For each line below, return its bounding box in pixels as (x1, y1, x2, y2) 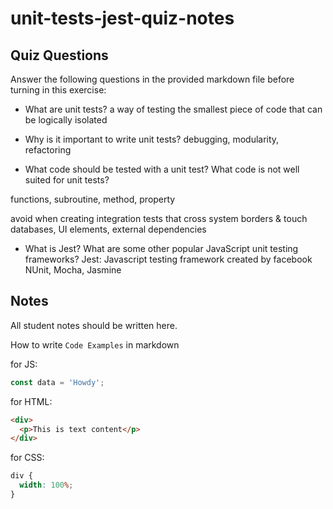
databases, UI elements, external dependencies (10, 223, 207, 235)
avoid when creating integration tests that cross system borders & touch (10, 213, 308, 224)
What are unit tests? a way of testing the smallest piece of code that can (24, 103, 323, 115)
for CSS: (10, 452, 45, 464)
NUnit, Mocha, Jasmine (24, 264, 122, 276)
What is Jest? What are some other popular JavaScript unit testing (24, 243, 299, 254)
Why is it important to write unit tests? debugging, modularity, (24, 133, 280, 145)
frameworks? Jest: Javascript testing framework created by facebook (24, 253, 313, 265)
